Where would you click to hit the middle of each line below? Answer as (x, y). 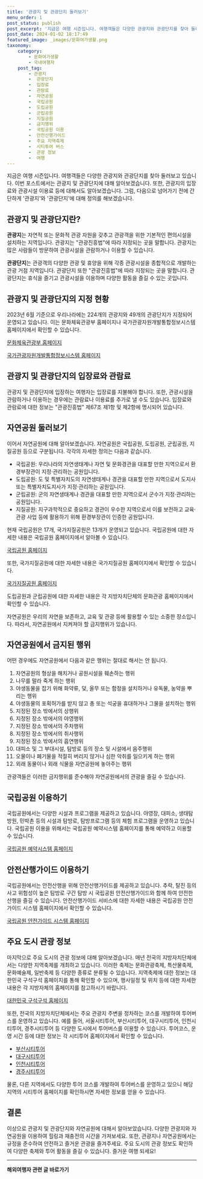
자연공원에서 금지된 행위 (49, 645)
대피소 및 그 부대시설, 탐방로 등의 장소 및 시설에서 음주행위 (84, 749)
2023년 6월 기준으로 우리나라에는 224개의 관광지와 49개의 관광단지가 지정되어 (99, 314)
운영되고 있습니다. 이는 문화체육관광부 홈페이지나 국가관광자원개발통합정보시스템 (101, 322)
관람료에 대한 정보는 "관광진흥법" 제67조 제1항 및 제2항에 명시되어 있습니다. (95, 407)
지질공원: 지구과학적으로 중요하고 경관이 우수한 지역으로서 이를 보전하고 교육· (106, 509)
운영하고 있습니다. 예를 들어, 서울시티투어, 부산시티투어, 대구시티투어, (99, 1021)
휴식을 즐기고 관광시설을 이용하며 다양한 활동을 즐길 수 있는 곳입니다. (108, 278)
